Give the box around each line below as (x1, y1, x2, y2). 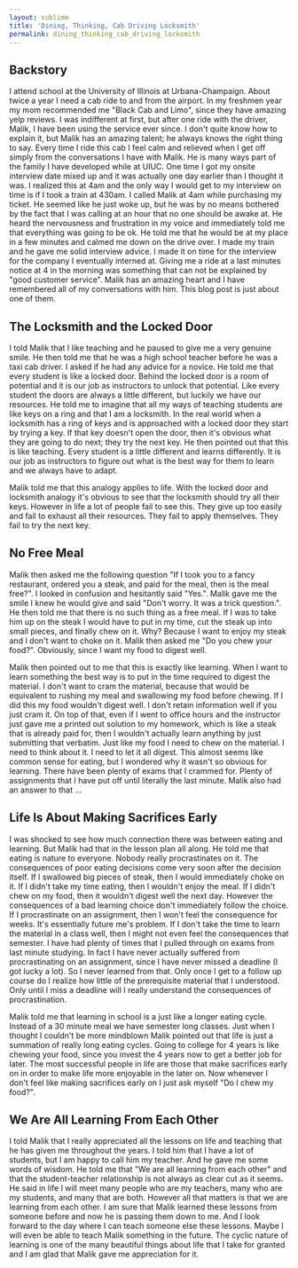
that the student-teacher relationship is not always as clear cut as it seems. (9, 1173, 284, 1185)
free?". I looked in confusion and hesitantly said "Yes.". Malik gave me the (9, 587, 278, 599)
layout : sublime (9, 12, 69, 22)
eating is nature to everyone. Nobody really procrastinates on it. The (9, 853, 259, 863)
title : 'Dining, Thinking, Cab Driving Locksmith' (9, 21, 200, 30)
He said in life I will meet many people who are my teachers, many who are (9, 1183, 283, 1193)
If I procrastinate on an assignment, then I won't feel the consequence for (9, 909, 278, 919)
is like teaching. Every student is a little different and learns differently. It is (9, 446, 281, 457)
